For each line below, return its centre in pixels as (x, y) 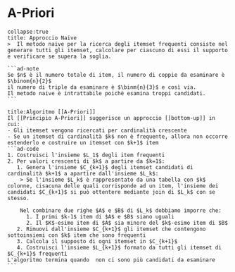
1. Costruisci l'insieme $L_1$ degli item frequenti (86, 155)
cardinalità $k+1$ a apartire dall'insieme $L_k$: (83, 173)
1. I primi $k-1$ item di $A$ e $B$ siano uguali (100, 216)
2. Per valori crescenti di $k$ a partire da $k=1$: (86, 161)
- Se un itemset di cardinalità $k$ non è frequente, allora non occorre (118, 136)
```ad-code (23, 149)
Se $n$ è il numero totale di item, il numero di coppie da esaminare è (116, 75)
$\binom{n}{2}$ (30, 81)
